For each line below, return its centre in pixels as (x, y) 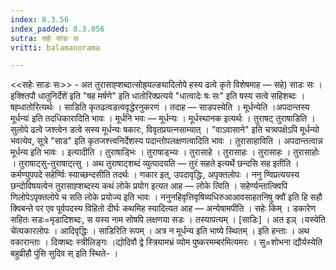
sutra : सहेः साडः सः (45, 38)
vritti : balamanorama (55, 47)
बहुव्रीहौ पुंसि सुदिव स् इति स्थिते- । (64, 253)
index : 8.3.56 (40, 19)
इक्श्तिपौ (23, 96)
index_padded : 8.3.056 (57, 29)
